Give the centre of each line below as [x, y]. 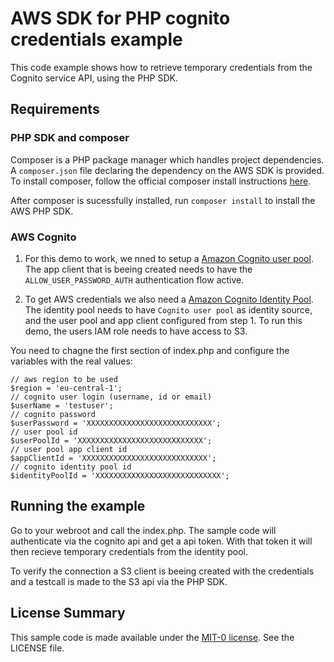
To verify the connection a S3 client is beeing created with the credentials [162, 571]
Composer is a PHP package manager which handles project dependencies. [167, 159]
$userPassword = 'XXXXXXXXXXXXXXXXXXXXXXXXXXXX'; [116, 423]
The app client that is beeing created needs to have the [138, 269]
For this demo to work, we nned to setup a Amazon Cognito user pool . [169, 258]
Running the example [78, 506]
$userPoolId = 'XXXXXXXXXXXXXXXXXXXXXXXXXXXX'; [111, 440]
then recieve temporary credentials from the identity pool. [129, 551]
